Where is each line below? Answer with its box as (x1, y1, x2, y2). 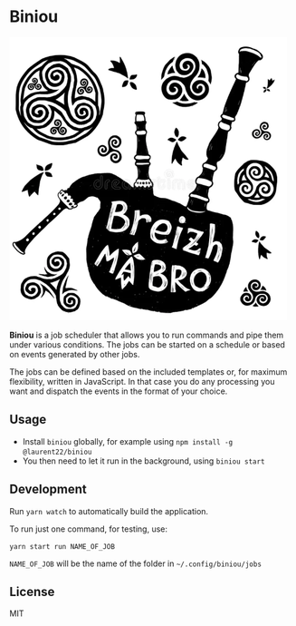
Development (9, 482, 88, 497)
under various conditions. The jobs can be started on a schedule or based (9, 338, 285, 350)
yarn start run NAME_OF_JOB (9, 542, 116, 551)
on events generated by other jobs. (9, 348, 140, 359)
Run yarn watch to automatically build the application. (9, 505, 209, 516)
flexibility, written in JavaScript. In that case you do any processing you (9, 376, 275, 386)
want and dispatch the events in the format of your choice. (9, 386, 228, 396)
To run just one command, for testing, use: (9, 523, 168, 534)
